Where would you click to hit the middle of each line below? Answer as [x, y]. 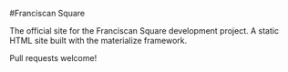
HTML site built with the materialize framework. [98, 41]
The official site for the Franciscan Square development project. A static [144, 31]
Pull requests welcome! [53, 58]
